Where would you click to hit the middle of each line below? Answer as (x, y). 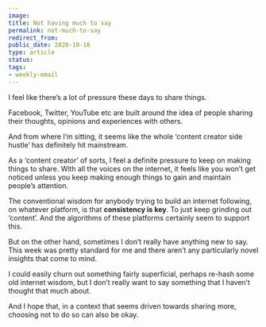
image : (19, 15)
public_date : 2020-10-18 (49, 45)
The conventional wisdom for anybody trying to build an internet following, (130, 201)
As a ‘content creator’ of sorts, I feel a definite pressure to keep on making (130, 160)
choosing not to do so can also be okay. (73, 314)
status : (21, 60)
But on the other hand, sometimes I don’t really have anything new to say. (128, 241)
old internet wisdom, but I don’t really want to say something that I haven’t (129, 282)
